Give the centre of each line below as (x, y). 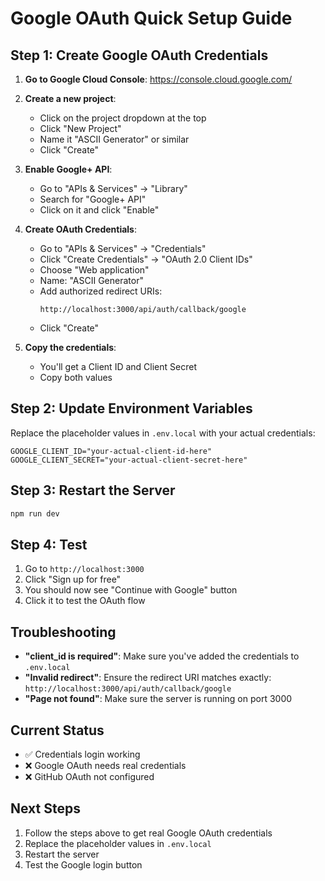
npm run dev (35, 513)
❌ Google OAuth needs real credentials (105, 765)
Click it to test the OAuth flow (85, 601)
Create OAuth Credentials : (80, 229)
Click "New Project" (80, 128)
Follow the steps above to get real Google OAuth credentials (148, 833)
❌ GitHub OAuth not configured (89, 776)
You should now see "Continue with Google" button (131, 590)
